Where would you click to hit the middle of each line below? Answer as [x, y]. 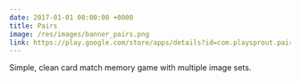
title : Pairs [33, 26]
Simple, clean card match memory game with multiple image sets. [130, 68]
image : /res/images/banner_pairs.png [79, 34]
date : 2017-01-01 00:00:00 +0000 [71, 17]
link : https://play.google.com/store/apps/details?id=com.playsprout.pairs [153, 42]
